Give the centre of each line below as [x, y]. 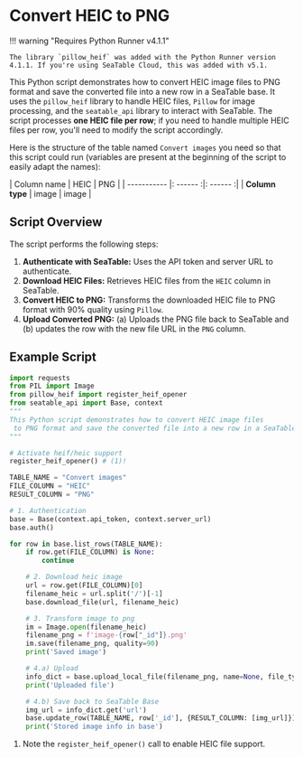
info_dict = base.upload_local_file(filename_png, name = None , [145, 677]
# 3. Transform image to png [80, 618]
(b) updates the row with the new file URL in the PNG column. [134, 328]
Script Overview [56, 222]
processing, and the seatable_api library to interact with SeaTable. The [141, 110]
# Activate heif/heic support [66, 453]
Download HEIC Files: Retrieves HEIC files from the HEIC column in [146, 280]
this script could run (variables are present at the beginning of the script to [148, 157]
